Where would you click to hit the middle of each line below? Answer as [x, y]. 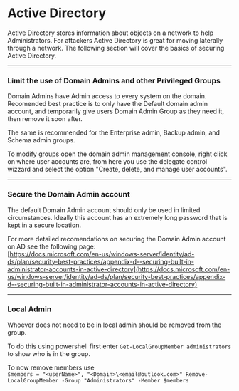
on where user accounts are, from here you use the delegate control [107, 162]
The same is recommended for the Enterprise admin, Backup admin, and [114, 132]
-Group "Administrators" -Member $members [126, 380]
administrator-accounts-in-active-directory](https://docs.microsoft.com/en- [119, 269]
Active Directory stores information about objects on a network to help [111, 33]
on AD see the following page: [52, 246]
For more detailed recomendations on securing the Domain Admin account [117, 239]
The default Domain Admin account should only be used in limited [104, 210]
